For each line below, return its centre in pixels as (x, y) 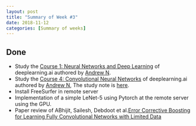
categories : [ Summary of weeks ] (46, 28)
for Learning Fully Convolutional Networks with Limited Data (88, 117)
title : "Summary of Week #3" (42, 17)
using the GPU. (33, 104)
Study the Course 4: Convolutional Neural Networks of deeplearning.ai (101, 79)
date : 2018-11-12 (28, 22)
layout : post (22, 12)
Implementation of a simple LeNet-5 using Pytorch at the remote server (102, 98)
